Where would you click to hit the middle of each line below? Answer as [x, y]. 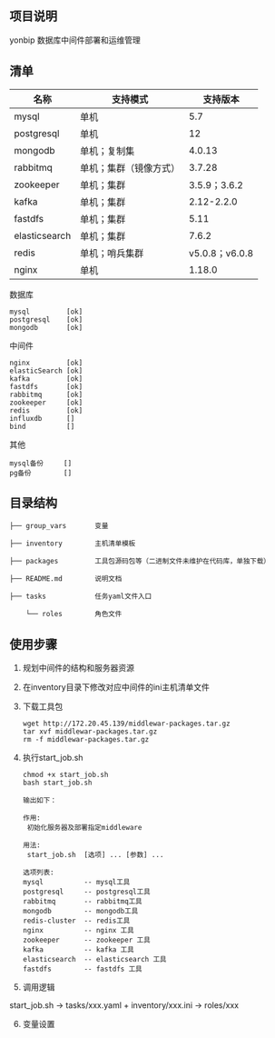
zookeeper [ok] [46, 403]
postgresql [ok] [46, 319]
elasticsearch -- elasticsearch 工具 [94, 960]
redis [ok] [46, 410]
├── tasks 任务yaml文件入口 [81, 597]
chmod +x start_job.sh [65, 775]
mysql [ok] [46, 312]
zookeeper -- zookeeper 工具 [87, 940]
